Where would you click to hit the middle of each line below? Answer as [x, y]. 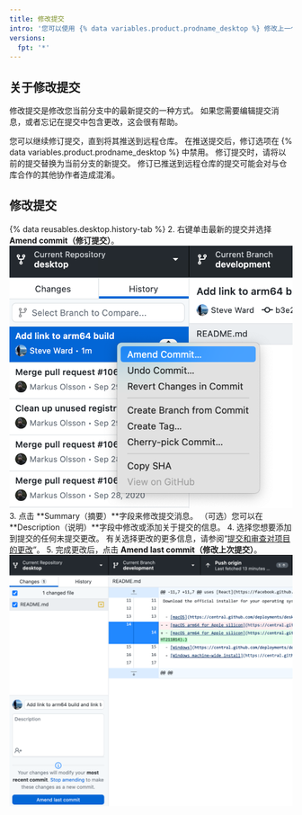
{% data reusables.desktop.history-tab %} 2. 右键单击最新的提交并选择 [141, 228]
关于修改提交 [45, 87]
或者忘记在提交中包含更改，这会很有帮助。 [103, 122]
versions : [28, 38]
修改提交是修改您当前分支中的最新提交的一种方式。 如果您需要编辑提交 [140, 111]
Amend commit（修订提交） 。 [64, 240]
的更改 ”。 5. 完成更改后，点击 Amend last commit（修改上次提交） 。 [136, 550]
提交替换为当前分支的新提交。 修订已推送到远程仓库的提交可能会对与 [152, 164]
